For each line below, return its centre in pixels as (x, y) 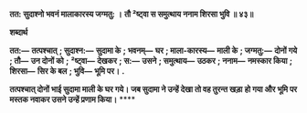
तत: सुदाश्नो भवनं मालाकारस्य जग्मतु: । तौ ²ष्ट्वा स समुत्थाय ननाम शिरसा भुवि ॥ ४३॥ (132, 14)
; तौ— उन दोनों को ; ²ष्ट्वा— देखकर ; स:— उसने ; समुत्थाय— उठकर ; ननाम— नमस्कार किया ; (151, 61)
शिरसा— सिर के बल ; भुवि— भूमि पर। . (67, 71)
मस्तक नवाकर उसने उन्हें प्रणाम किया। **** (73, 99)
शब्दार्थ (19, 32)
